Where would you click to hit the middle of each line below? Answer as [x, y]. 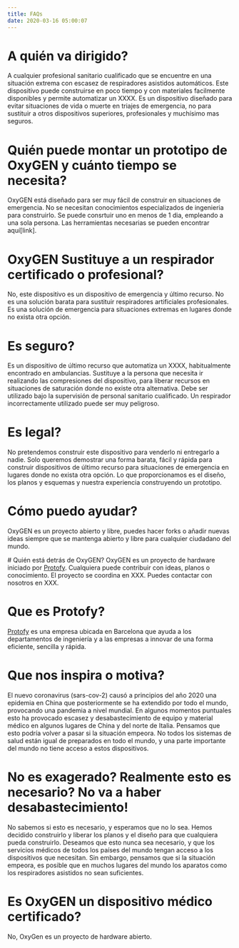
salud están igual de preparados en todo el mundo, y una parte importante [117, 741]
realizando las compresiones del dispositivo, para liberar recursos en [109, 381]
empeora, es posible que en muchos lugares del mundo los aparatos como [117, 865]
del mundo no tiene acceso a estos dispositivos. [78, 748]
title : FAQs [25, 14]
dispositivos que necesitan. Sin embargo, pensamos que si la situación [111, 857]
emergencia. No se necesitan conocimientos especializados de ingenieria [116, 208]
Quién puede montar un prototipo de [117, 150]
